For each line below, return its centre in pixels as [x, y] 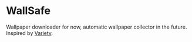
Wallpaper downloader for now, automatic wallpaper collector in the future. [97, 27]
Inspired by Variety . [30, 33]
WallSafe [28, 11]
